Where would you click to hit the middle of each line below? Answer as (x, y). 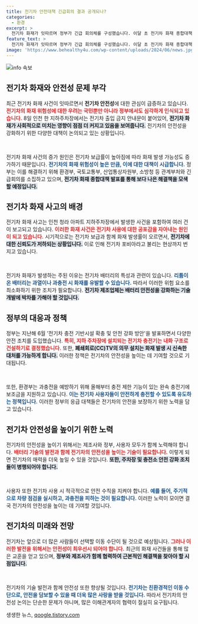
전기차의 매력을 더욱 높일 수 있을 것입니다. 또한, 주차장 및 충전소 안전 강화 (95, 459)
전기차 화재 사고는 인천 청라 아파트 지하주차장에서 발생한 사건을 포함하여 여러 (94, 222)
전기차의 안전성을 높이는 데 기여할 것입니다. (62, 506)
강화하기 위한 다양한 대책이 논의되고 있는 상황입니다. (66, 133)
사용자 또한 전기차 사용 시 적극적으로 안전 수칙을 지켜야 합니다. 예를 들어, (89, 491)
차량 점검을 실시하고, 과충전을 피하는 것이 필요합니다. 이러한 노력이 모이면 (100, 498)
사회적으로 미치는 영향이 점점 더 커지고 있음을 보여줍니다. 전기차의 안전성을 (102, 125)
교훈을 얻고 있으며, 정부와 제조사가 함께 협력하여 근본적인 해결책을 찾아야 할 (98, 556)
